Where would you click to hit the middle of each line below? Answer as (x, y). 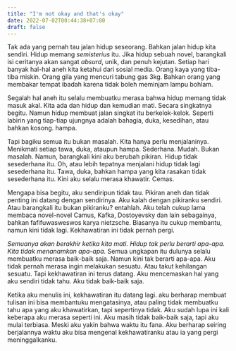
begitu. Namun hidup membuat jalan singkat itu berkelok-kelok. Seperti (110, 113)
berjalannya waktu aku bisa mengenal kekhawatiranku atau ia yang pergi (113, 333)
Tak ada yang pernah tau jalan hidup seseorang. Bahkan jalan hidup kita (112, 47)
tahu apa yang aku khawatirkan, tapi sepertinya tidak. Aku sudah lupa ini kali (118, 310)
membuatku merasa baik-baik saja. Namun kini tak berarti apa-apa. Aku (112, 259)
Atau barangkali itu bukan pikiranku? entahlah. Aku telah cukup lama (106, 208)
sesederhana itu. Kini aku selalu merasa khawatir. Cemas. (91, 179)
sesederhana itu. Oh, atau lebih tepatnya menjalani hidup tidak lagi (104, 164)
